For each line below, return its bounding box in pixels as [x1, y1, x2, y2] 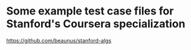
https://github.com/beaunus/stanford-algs [6, 37, 112, 44]
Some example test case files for [6, 4, 174, 18]
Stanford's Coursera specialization [6, 17, 186, 31]
